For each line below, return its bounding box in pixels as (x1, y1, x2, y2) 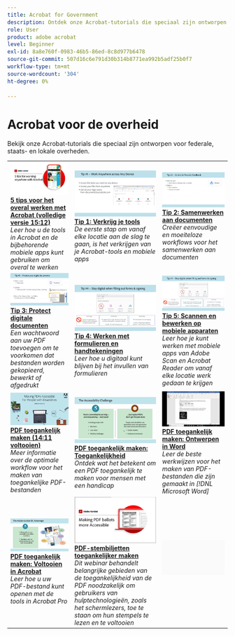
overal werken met (10, 203, 66, 212)
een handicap (74, 481, 115, 489)
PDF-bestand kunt (10, 582, 64, 590)
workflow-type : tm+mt (7, 63, 71, 70)
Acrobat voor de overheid (7, 116, 159, 133)
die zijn (194, 472, 215, 480)
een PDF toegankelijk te (74, 466, 143, 475)
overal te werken (10, 263, 59, 271)
